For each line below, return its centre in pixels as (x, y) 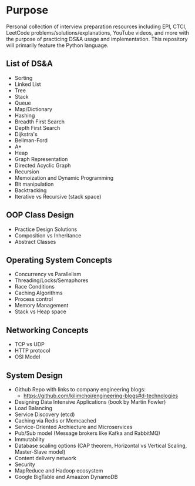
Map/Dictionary (33, 109)
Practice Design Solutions (46, 229)
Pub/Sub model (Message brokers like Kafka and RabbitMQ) (87, 433)
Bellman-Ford (31, 140)
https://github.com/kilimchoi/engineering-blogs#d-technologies (100, 395)
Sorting (23, 78)
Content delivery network (45, 458)
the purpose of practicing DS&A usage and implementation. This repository (97, 39)
